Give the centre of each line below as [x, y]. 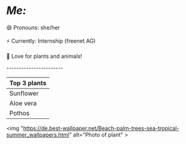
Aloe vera [23, 103]
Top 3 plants [28, 83]
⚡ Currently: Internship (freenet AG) [51, 41]
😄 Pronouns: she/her [33, 27]
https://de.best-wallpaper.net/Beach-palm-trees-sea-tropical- [101, 128]
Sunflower [24, 93]
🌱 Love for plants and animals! [44, 56]
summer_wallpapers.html [38, 134]
